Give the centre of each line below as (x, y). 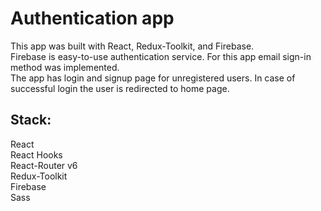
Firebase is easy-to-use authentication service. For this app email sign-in (161, 56)
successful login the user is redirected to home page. (120, 88)
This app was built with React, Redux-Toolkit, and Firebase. (132, 46)
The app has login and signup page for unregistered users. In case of (153, 78)
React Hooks (36, 154)
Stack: (31, 120)
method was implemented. (65, 67)
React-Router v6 (44, 165)
